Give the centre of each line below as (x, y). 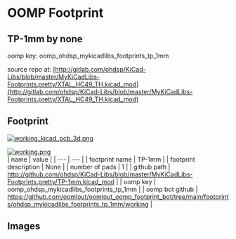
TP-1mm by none (45, 39)
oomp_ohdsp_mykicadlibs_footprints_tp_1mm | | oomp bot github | (103, 189)
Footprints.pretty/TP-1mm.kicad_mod (61, 181)
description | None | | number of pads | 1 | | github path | (89, 167)
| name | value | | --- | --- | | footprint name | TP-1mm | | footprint (101, 159)
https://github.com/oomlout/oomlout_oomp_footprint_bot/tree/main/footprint (118, 196)
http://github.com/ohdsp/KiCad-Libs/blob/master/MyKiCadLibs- (100, 174)
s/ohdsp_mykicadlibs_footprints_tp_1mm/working (78, 204)
